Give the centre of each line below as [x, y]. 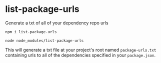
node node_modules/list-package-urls [44, 41]
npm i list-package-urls [31, 32]
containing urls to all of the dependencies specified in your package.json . [80, 55]
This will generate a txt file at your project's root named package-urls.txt [81, 50]
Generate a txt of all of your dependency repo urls [57, 23]
